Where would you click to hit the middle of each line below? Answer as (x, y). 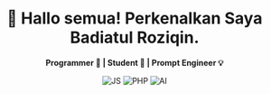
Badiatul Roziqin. (135, 38)
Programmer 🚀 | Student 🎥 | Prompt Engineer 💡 (135, 62)
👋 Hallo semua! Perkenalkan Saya (135, 19)
